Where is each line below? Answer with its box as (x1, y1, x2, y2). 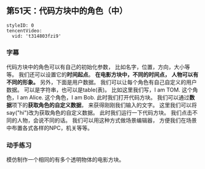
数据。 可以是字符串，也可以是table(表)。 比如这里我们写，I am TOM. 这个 (6, 86, 193, 93)
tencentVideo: (6, 27, 43, 34)
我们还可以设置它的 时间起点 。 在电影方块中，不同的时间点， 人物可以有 (18, 71, 199, 78)
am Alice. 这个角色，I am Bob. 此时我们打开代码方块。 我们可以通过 (20, 94, 190, 101)
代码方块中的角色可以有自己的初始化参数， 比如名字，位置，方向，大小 (6, 63, 185, 71)
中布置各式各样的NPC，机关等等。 (6, 124, 93, 132)
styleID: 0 (6, 22, 34, 29)
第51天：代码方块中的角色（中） (6, 5, 128, 16)
